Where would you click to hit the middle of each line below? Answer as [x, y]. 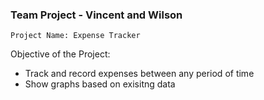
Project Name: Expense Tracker [75, 36]
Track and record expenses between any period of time [139, 74]
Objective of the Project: [60, 54]
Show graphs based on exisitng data [100, 84]
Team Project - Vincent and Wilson [96, 15]
